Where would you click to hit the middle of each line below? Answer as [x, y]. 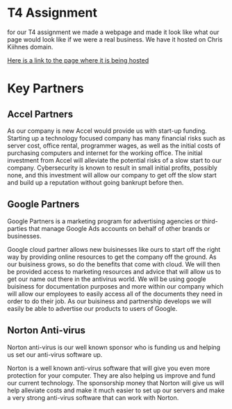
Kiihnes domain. [30, 47]
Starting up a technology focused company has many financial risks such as [116, 138]
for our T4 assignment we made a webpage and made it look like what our [113, 32]
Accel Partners [40, 114]
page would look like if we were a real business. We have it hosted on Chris [115, 39]
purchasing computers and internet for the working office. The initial [105, 153]
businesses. [24, 236]
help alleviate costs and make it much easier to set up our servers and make [116, 390]
